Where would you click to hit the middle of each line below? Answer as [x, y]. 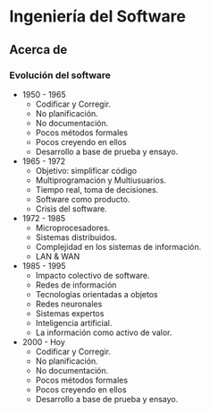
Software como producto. [83, 199]
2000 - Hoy [43, 341]
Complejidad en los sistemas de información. [118, 246]
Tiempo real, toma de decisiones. [97, 189]
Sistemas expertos [70, 313]
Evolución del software [60, 75]
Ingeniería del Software [97, 17]
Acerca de [38, 50]
